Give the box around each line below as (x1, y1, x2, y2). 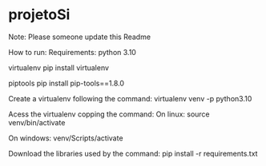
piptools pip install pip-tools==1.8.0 (8, 78, 125, 88)
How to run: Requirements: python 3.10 (8, 47, 136, 57)
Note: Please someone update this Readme (8, 32, 151, 41)
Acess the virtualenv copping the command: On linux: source (8, 109, 210, 119)
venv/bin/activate (8, 117, 66, 127)
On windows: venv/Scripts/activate (8, 133, 123, 143)
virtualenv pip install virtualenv (8, 62, 110, 73)
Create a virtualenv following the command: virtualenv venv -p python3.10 (8, 93, 252, 103)
